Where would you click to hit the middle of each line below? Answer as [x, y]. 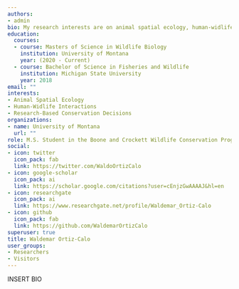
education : [23, 34]
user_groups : [27, 246]
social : [19, 147]
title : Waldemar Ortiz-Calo [49, 239]
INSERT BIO [25, 279]
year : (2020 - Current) [55, 61]
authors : [20, 14]
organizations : [30, 120]
